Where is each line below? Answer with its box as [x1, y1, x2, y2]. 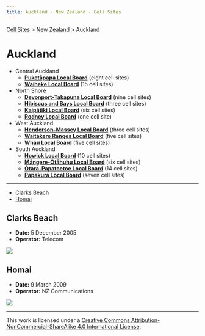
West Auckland [15, 119, 54, 126]
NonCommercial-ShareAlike [6, 323, 76, 331]
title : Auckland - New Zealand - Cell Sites [6, 9, 121, 15]
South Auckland [15, 145, 56, 153]
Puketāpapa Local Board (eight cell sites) [24, 74, 129, 81]
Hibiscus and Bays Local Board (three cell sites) [24, 100, 146, 107]
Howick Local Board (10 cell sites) [24, 152, 111, 159]
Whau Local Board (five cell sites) [24, 139, 110, 146]
